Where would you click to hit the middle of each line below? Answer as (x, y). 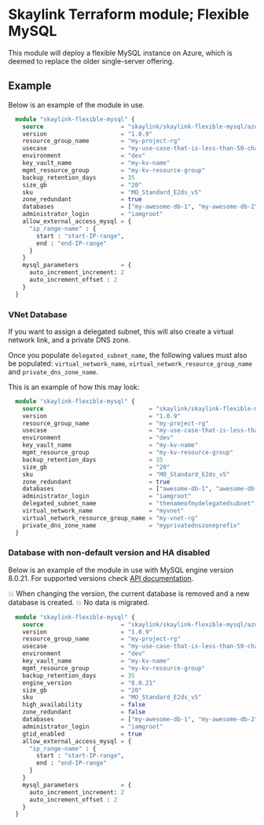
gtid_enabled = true (82, 734)
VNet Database (38, 314)
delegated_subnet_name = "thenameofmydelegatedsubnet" (139, 504)
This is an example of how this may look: (74, 387)
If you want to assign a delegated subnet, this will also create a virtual (121, 331)
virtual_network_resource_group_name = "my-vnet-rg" (110, 518)
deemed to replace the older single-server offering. (91, 61)
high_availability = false (84, 705)
